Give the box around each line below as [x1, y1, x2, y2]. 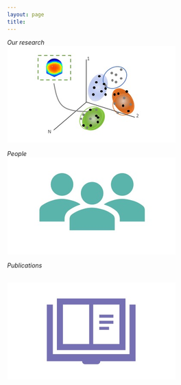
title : [7, 18, 26, 25]
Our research [7, 38, 45, 46]
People [7, 149, 27, 157]
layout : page [7, 11, 45, 18]
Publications [7, 261, 43, 269]
